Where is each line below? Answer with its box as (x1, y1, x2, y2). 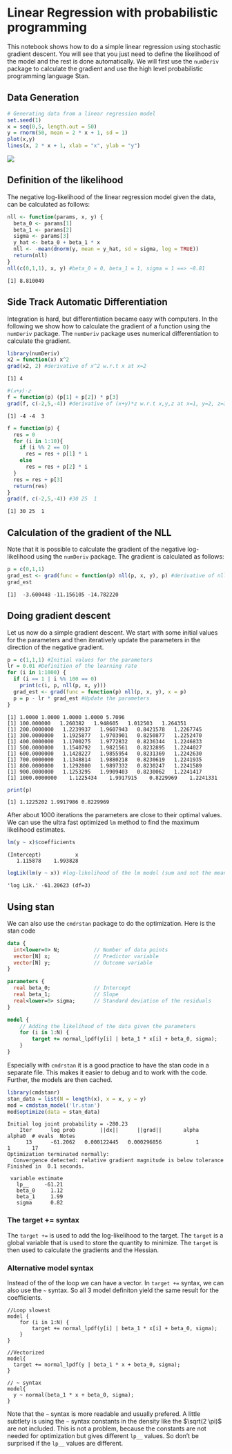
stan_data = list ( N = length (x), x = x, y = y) (7, 1095, 147, 1102)
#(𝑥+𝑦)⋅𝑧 (7, 387, 31, 395)
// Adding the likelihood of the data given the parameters (19, 1023, 196, 1029)
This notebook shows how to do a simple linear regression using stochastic (7, 42, 222, 50)
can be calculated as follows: (7, 200, 90, 208)
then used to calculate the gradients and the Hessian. (7, 1246, 159, 1254)
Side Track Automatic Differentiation (7, 296, 168, 308)
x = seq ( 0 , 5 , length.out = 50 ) (7, 123, 97, 130)
